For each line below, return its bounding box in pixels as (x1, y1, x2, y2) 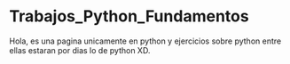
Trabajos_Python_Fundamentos (9, 6, 250, 27)
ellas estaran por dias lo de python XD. (9, 44, 151, 55)
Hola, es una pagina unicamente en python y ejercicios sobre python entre (9, 36, 282, 46)
